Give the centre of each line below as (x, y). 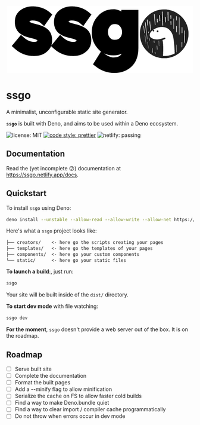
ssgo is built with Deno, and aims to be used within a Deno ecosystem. (92, 123)
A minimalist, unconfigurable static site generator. (67, 112)
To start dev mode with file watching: (52, 306)
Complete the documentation (51, 376)
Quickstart (26, 193)
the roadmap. (23, 336)
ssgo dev (17, 318)
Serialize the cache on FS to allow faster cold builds (78, 396)
